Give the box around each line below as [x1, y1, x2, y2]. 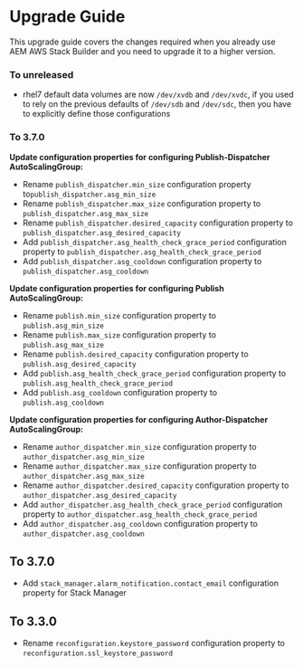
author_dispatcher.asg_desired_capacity [22, 491, 177, 500]
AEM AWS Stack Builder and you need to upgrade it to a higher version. [9, 45, 276, 56]
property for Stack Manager [22, 587, 127, 598]
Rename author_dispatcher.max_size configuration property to [22, 460, 257, 472]
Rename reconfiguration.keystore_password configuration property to [22, 638, 285, 649]
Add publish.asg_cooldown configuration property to [22, 386, 218, 397]
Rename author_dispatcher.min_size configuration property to [22, 441, 257, 452]
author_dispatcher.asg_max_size [22, 472, 145, 481]
